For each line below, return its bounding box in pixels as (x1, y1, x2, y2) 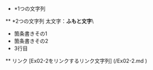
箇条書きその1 (13, 30, 47, 37)
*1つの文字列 (13, 5, 46, 12)
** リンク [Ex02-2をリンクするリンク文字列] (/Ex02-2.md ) (5, 58, 147, 64)
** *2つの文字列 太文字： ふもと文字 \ (5, 18, 94, 25)
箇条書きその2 (13, 38, 49, 44)
